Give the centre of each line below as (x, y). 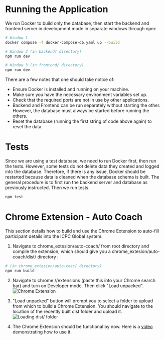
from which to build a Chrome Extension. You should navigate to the (82, 306)
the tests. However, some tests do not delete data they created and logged (82, 166)
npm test (14, 197)
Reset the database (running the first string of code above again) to (82, 121)
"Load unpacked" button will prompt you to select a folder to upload (83, 301)
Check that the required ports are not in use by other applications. (80, 100)
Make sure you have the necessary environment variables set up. (80, 95)
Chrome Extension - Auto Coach (74, 217)
